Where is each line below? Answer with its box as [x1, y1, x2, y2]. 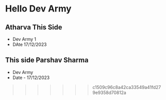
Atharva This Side [5, 23, 63, 31]
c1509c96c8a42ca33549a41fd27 [92, 84, 161, 90]
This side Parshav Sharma [5, 56, 89, 64]
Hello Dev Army [5, 3, 72, 14]
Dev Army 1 [12, 36, 37, 42]
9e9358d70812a [92, 89, 126, 95]
